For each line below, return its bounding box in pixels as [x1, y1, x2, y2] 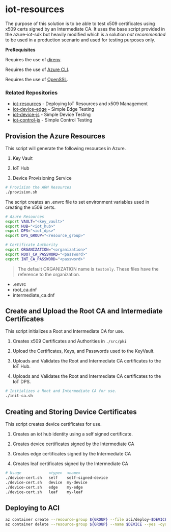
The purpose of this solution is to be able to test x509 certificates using [5, 20, 155, 27]
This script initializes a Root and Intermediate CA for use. [5, 328, 125, 334]
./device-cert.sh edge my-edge [5, 485, 83, 490]
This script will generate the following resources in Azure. [5, 146, 126, 152]
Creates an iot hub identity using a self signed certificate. [12, 431, 133, 437]
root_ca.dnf [12, 286, 37, 293]
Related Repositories [5, 89, 58, 96]
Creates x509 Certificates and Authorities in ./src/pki [12, 338, 127, 344]
